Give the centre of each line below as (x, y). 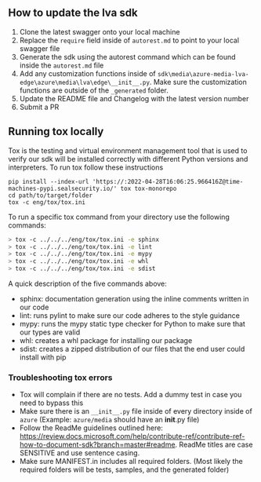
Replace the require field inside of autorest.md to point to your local (129, 40)
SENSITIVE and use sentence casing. (80, 453)
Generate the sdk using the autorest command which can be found (128, 57)
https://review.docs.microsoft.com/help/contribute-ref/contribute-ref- (132, 436)
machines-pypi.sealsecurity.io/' (63, 188)
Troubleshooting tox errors (60, 378)
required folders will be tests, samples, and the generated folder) (124, 469)
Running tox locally (56, 131)
